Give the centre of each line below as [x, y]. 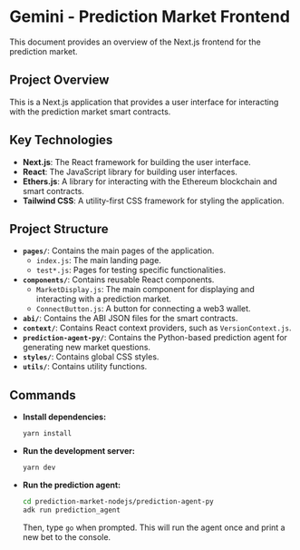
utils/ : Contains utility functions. [85, 367]
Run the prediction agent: [72, 485]
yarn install [47, 434]
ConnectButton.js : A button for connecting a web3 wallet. [143, 309]
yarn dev [39, 468]
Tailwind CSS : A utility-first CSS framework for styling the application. [153, 201]
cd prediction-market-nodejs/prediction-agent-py [118, 501]
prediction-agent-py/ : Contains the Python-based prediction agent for [155, 338]
